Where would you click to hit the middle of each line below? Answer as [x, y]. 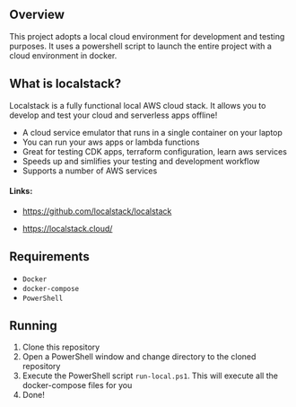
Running [34, 326]
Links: [21, 191]
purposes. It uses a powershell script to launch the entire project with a [140, 46]
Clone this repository [61, 347]
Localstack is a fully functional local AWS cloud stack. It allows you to [138, 105]
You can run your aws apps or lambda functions [111, 142]
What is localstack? [65, 84]
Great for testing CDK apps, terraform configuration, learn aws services [154, 151]
